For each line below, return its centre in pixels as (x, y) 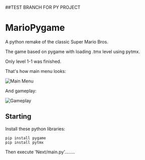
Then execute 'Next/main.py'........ (40, 152)
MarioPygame (35, 28)
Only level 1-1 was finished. (33, 61)
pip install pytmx (24, 142)
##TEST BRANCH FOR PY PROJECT (43, 7)
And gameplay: (21, 91)
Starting (18, 117)
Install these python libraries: (35, 129)
